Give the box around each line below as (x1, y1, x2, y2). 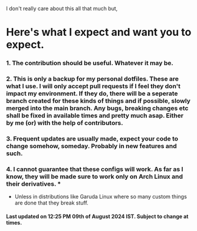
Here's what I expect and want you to (6, 26, 192, 39)
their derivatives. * (6, 179, 61, 188)
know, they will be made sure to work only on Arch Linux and (6, 172, 183, 180)
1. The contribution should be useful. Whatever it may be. (6, 59, 174, 67)
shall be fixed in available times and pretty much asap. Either (6, 112, 184, 120)
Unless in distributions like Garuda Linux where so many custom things (14, 193, 187, 200)
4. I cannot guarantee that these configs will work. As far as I (6, 165, 183, 173)
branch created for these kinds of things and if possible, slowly (6, 97, 191, 105)
